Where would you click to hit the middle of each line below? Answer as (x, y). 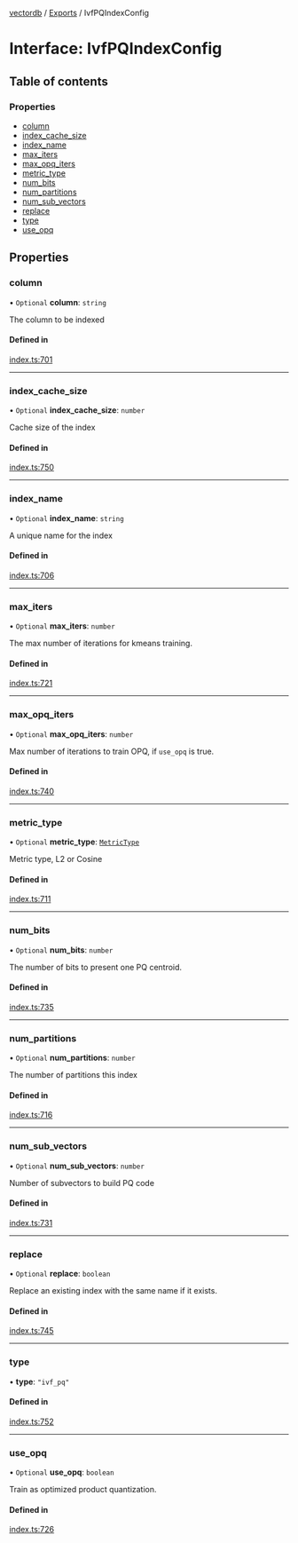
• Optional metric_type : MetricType (74, 842)
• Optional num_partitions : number (72, 1058)
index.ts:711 (30, 899)
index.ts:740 (32, 791)
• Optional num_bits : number (61, 950)
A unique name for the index (61, 535)
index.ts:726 (32, 1530)
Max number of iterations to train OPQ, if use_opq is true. (112, 751)
